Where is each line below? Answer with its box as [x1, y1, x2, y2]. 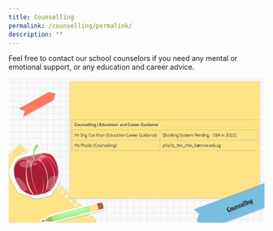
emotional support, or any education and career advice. [8, 62, 195, 72]
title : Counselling [8, 13, 75, 21]
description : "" [8, 30, 63, 38]
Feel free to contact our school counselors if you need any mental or [8, 54, 238, 63]
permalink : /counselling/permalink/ [8, 21, 132, 30]
